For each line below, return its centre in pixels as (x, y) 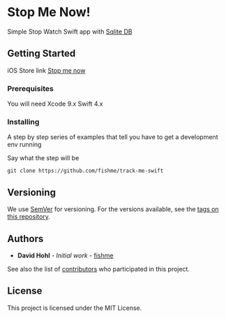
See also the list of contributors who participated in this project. (99, 269)
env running (24, 145)
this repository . (29, 217)
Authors (25, 239)
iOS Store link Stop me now (46, 70)
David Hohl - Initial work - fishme (65, 255)
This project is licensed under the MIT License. (75, 308)
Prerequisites (30, 88)
